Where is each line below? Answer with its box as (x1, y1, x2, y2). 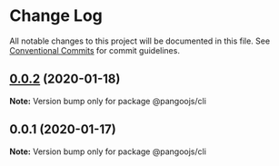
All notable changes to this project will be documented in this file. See (9, 35, 271, 46)
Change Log (9, 5, 103, 26)
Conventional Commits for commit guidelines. (9, 44, 180, 55)
